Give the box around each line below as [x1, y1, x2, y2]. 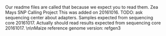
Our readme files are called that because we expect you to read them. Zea [5, 4, 158, 10]
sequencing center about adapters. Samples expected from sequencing [5, 15, 153, 20]
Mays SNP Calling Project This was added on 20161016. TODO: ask [5, 9, 143, 15]
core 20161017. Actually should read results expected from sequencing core [5, 20, 161, 26]
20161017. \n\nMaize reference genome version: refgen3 [5, 25, 121, 31]
